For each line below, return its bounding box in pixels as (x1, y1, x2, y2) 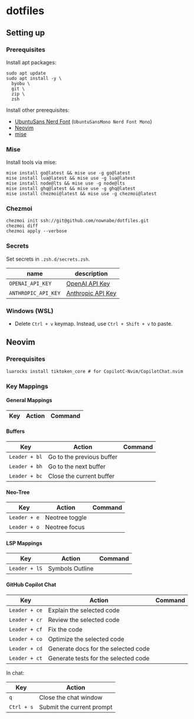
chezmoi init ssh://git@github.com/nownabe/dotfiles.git (6, 218, 149, 224)
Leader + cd (9, 645, 43, 652)
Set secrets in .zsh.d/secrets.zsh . (6, 255, 90, 263)
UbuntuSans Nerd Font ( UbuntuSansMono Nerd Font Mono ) (14, 118, 152, 125)
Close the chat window (39, 693, 103, 701)
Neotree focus (45, 523, 85, 532)
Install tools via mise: (6, 158, 57, 166)
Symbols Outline (48, 565, 94, 573)
